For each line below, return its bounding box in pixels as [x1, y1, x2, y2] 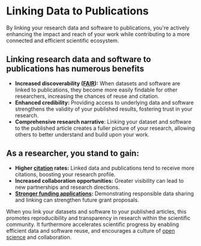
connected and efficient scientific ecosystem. [6, 37, 119, 44]
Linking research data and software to [6, 54, 151, 64]
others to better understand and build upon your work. [14, 131, 150, 138]
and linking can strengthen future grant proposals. [14, 196, 139, 203]
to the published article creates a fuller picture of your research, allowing [14, 125, 195, 132]
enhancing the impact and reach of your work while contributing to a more [6, 30, 190, 37]
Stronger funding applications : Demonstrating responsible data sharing [14, 189, 194, 197]
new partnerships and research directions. [14, 183, 120, 191]
